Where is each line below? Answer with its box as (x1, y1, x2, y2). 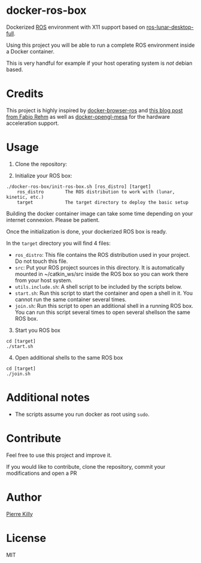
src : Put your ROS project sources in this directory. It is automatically (14, 263, 185, 271)
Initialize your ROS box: (14, 172, 72, 179)
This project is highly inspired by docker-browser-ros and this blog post (6, 106, 183, 114)
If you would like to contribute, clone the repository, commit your (6, 463, 166, 470)
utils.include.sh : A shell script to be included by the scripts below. (14, 283, 182, 290)
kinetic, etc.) (6, 194, 44, 200)
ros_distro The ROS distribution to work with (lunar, (17, 188, 175, 195)
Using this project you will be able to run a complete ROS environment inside (6, 41, 195, 49)
